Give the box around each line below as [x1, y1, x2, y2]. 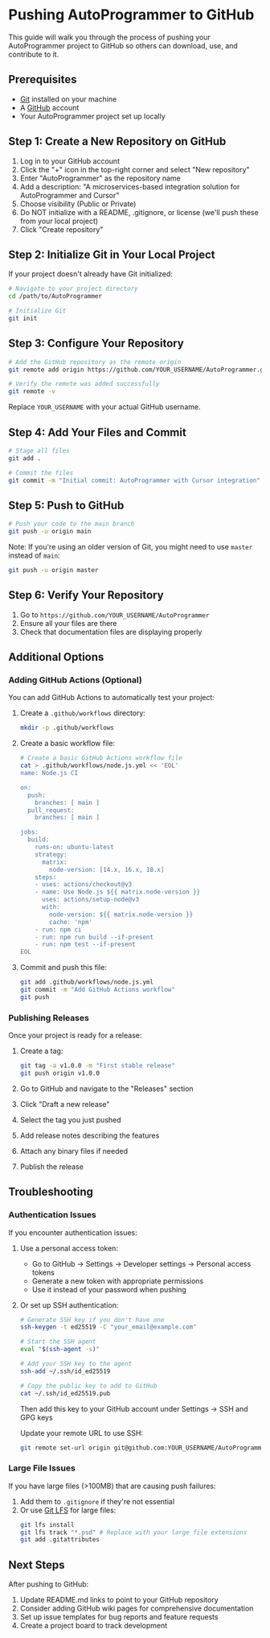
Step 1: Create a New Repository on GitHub [8, 135, 227, 148]
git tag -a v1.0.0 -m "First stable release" [19, 1062, 175, 1070]
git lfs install [19, 1520, 75, 1528]
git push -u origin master [8, 566, 99, 574]
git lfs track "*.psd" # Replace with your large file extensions [19, 1528, 247, 1536]
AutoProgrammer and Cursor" [19, 190, 120, 200]
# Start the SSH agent [19, 1337, 96, 1346]
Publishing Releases [8, 1012, 90, 1023]
